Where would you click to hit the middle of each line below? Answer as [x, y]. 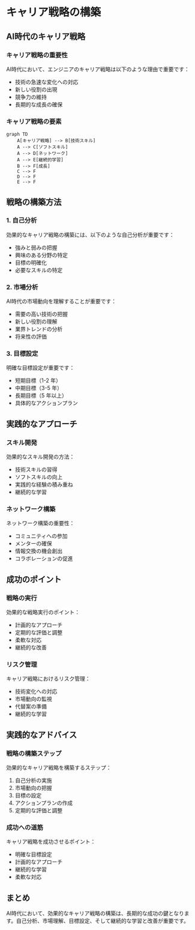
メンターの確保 [33, 544]
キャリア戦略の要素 [34, 121]
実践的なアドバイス [42, 734]
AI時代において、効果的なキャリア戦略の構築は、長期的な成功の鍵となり [95, 913]
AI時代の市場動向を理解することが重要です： [61, 302]
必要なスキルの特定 [39, 270]
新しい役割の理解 [36, 321]
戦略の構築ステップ [34, 753]
